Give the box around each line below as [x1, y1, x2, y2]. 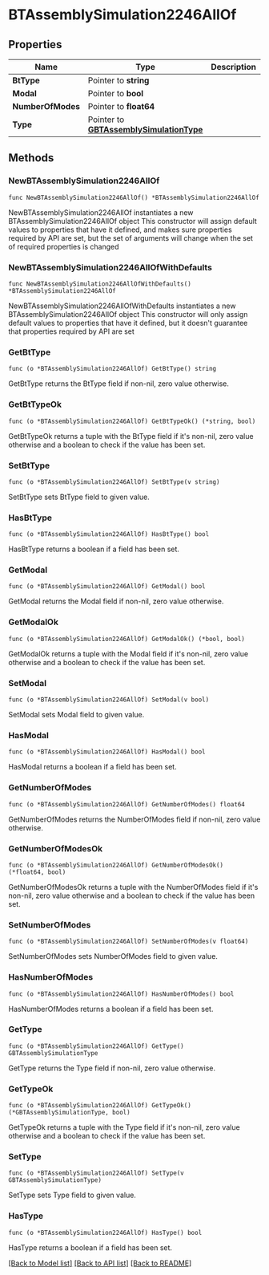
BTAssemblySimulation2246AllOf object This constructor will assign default [8, 216, 258, 225]
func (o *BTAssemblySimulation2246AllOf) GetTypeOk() [8, 1102, 192, 1110]
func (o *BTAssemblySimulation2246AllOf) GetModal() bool [8, 583, 206, 591]
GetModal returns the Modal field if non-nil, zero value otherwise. [8, 596, 224, 607]
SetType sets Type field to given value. [8, 1190, 136, 1200]
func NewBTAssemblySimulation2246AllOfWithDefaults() [8, 279, 192, 288]
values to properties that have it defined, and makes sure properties [8, 225, 232, 234]
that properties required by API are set [8, 327, 134, 336]
